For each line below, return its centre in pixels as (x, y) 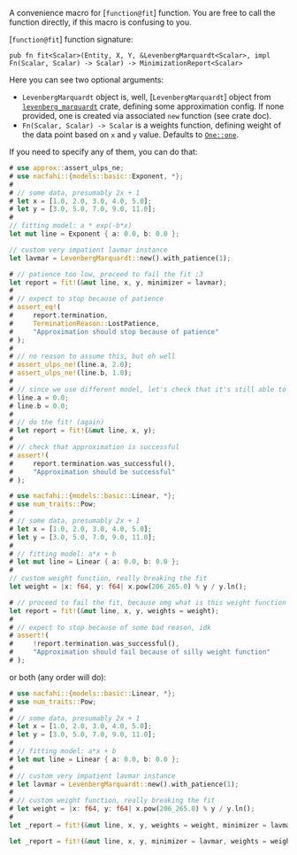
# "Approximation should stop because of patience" (114, 331)
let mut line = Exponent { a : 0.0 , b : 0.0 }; (95, 234)
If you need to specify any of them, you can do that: (103, 152)
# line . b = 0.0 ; (39, 406)
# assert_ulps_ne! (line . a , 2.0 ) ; (71, 365)
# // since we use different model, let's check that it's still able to (148, 389)
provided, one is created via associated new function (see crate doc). (147, 116)
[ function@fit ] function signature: (71, 39)
